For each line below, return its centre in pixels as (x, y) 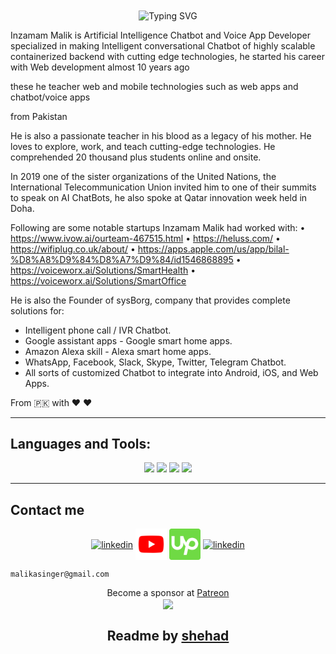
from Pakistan (39, 116)
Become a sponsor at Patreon (168, 593)
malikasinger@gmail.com (60, 574)
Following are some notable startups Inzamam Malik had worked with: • (158, 227)
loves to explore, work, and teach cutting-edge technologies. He (143, 146)
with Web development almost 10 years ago (100, 67)
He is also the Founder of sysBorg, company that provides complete (150, 300)
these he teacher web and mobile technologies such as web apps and (154, 86)
